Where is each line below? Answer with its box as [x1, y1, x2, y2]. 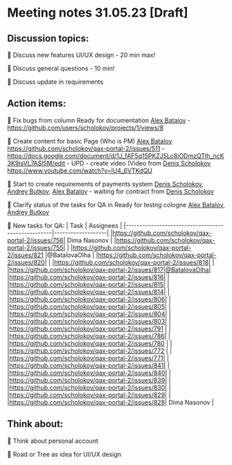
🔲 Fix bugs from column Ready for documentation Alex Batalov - [7, 116, 191, 124]
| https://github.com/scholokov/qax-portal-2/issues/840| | [7, 369, 171, 377]
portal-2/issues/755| [7, 243, 66, 252]
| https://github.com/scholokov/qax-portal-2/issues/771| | [7, 353, 170, 362]
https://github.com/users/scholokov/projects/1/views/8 [7, 123, 164, 132]
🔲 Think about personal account [7, 437, 98, 445]
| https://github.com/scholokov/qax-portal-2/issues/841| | [7, 361, 170, 369]
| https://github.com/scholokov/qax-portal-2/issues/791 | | [7, 324, 171, 333]
